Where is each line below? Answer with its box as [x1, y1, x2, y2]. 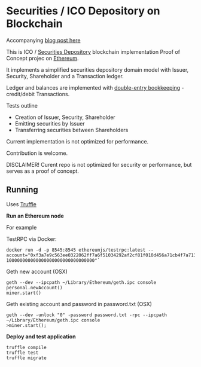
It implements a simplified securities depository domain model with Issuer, [6, 66, 189, 73]
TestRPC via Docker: [6, 235, 57, 243]
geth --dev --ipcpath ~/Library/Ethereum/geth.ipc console [6, 279, 157, 285]
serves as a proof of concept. [6, 167, 80, 175]
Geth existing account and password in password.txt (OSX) [6, 300, 153, 307]
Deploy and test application [6, 333, 76, 340]
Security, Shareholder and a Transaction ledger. [6, 72, 124, 79]
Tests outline [6, 102, 38, 109]
